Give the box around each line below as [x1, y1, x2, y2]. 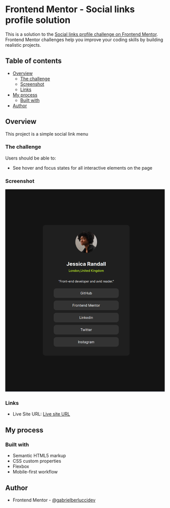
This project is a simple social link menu [5, 131, 89, 137]
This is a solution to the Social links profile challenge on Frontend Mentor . [5, 31, 158, 37]
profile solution [5, 14, 71, 26]
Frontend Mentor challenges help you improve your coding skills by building [5, 37, 163, 43]
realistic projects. [5, 42, 41, 48]
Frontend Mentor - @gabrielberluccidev [12, 497, 96, 503]
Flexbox [12, 463, 29, 469]
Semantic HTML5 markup [12, 453, 66, 459]
